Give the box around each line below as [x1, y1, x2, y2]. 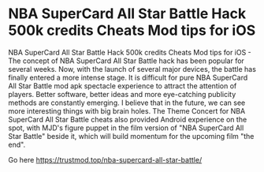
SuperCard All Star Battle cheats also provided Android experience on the [8, 114, 247, 124]
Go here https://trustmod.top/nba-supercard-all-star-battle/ [8, 155, 203, 164]
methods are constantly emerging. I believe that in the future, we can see [8, 98, 246, 107]
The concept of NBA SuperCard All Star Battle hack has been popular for [8, 56, 244, 65]
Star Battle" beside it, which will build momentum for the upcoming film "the [8, 131, 255, 140]
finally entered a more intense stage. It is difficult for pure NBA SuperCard [8, 73, 248, 82]
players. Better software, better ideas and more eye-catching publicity [8, 89, 236, 99]
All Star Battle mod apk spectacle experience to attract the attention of [8, 80, 237, 91]
